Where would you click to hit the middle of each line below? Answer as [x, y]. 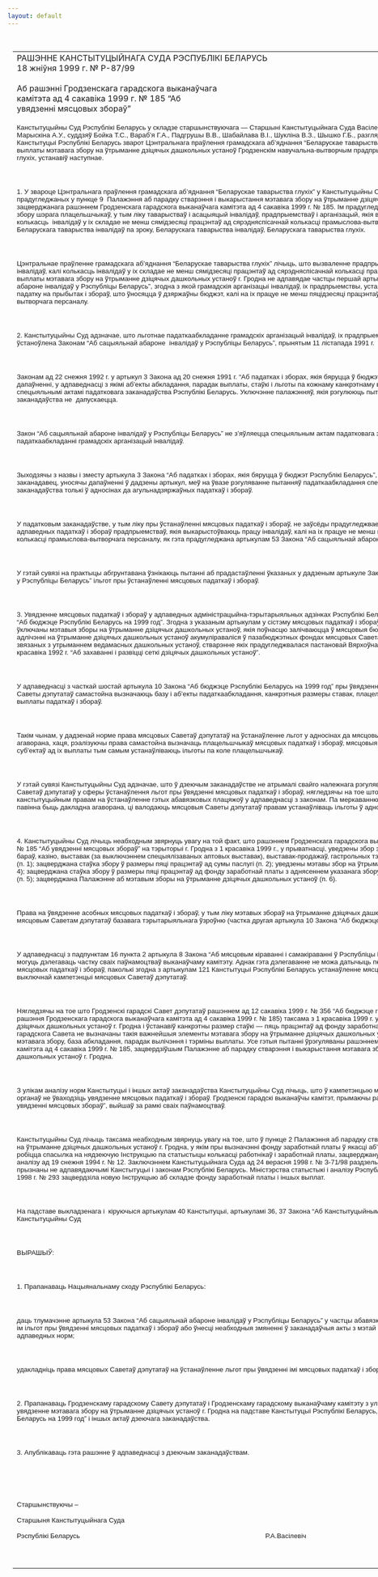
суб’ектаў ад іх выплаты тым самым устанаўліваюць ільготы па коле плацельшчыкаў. [150, 750]
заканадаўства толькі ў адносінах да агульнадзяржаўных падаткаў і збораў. [135, 490]
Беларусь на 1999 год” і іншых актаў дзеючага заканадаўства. [113, 1418]
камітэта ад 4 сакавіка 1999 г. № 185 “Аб [99, 98]
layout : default [35, 16]
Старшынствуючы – [47, 1505]
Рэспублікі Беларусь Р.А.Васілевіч [161, 1535]
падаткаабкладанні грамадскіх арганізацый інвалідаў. [100, 441]
